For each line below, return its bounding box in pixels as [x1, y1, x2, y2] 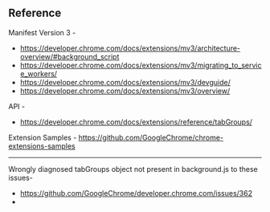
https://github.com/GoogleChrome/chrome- [78, 132, 223, 142]
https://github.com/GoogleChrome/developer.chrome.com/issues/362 [19, 188, 253, 198]
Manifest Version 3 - [8, 27, 76, 37]
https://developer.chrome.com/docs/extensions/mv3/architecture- [19, 43, 241, 53]
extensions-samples [8, 141, 76, 151]
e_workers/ [19, 68, 58, 79]
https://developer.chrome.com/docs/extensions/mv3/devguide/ [19, 77, 231, 87]
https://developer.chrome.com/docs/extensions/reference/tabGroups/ [19, 116, 253, 127]
